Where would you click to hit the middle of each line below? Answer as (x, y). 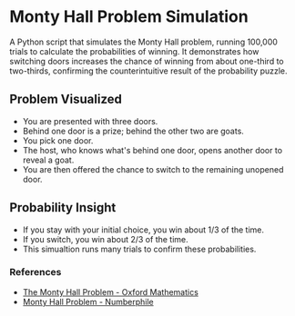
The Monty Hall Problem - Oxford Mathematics (110, 291)
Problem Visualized (66, 99)
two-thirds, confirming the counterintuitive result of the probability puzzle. (149, 71)
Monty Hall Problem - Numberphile (88, 301)
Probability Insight (63, 207)
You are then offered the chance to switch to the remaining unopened (153, 169)
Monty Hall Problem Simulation (129, 17)
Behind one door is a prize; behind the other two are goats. (133, 131)
